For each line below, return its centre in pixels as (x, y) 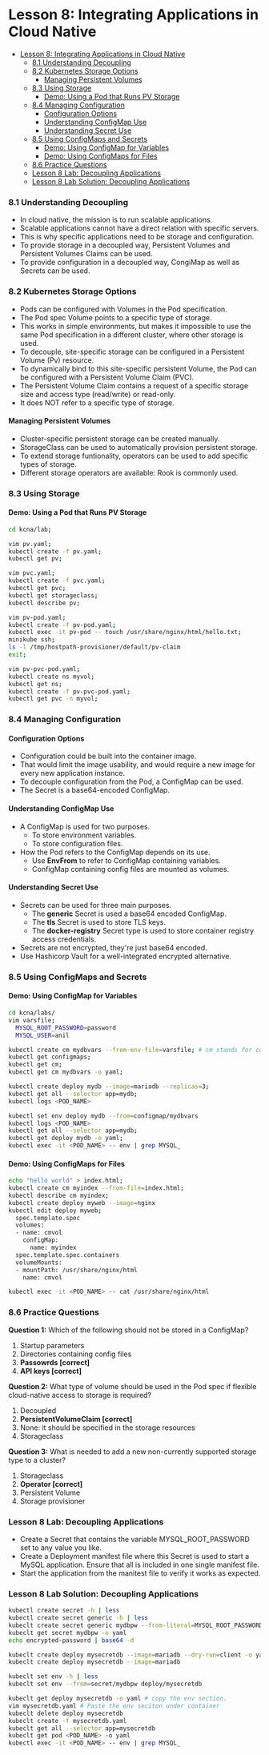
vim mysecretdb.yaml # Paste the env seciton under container (114, 1706)
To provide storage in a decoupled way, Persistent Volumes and (125, 245)
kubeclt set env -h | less (53, 1677)
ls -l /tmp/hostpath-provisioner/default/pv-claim (94, 647)
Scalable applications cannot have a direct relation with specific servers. (139, 228)
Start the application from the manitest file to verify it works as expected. (140, 1573)
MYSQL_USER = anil (42, 1035)
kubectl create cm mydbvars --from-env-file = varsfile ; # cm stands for (130, 1050)
